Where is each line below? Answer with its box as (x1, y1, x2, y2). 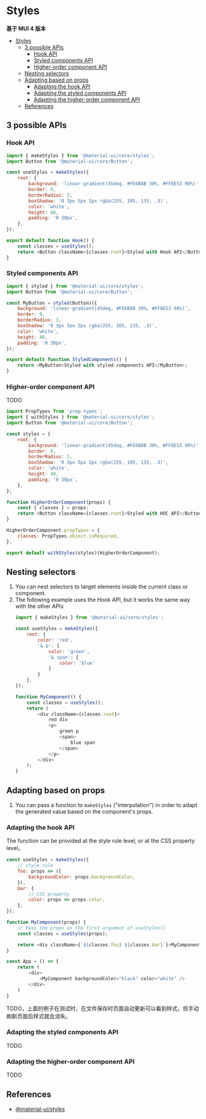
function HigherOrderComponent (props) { (6, 499, 112, 505)
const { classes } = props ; (17, 505, 89, 511)
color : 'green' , (48, 649, 90, 655)
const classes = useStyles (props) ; (17, 930, 109, 937)
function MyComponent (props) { (6, 919, 86, 926)
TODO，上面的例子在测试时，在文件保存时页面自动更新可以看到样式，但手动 (6, 1005, 199, 1012)
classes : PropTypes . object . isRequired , (17, 532, 120, 539)
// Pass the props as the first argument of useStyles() (17, 925, 166, 931)
